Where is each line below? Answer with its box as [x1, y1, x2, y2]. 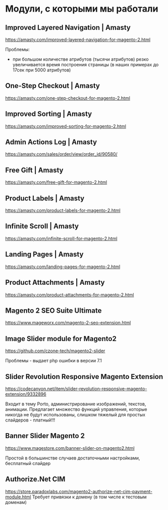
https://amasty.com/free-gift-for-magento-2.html [5, 179, 107, 185]
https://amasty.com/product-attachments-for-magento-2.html [5, 291, 134, 297]
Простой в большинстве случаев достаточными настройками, [5, 455, 140, 461]
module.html [5, 494, 31, 500]
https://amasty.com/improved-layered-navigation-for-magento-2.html [5, 36, 150, 42]
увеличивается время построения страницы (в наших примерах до [12, 62, 159, 67]
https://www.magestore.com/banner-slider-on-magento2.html [5, 445, 135, 451]
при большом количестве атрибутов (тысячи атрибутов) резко [12, 56, 149, 62]
